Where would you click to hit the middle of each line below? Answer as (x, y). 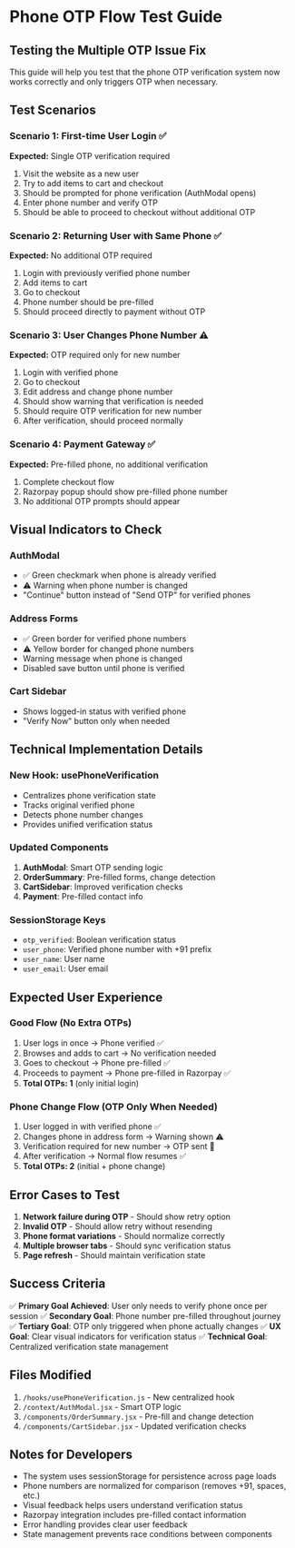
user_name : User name (64, 959)
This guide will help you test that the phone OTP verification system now (145, 72)
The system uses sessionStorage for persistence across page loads (149, 1476)
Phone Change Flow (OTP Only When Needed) (113, 1106)
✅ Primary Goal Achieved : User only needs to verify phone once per (138, 1305)
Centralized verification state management (89, 1346)
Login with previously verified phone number (106, 273)
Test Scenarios (53, 110)
